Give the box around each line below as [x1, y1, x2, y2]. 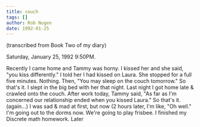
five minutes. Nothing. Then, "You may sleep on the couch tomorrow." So [6, 78, 186, 85]
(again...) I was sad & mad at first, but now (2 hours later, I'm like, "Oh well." [6, 103, 192, 110]
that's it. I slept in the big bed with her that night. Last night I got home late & [6, 84, 194, 91]
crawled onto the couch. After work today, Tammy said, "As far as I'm [6, 90, 177, 97]
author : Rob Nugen [6, 20, 52, 26]
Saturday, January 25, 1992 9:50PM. [6, 53, 96, 60]
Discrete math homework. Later [6, 116, 84, 123]
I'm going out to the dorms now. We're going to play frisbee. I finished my [6, 109, 187, 116]
